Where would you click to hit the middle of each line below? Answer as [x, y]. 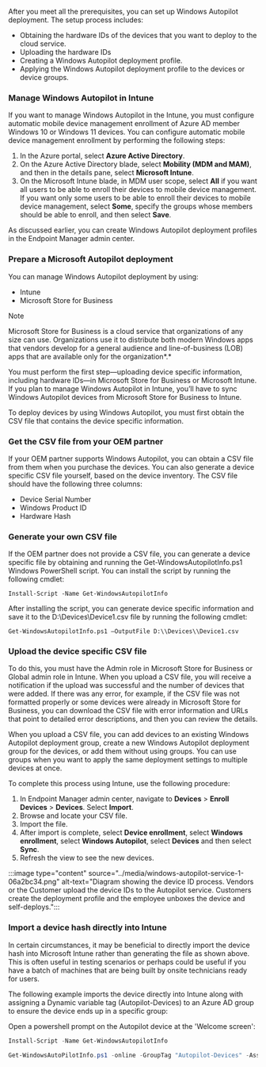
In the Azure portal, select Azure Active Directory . [102, 156]
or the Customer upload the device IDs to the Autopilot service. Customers [130, 890]
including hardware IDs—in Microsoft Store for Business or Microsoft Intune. [133, 380]
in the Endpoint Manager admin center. [72, 239]
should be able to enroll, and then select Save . [95, 215]
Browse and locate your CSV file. [74, 816]
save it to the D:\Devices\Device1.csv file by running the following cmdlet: [128, 617]
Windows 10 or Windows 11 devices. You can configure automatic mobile [127, 132]
